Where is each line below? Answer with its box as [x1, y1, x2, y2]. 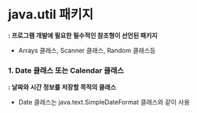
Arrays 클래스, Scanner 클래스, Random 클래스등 [18, 46, 156, 54]
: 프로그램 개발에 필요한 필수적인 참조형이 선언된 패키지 [8, 31, 158, 40]
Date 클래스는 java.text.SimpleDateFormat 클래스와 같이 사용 [18, 98, 190, 107]
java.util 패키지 [8, 6, 94, 23]
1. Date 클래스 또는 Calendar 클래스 [8, 65, 125, 75]
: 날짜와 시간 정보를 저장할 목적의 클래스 [8, 83, 116, 92]
